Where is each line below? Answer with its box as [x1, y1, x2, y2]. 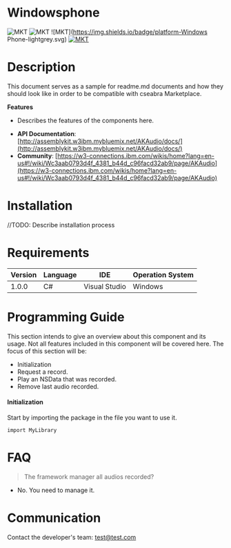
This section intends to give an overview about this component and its [7, 332, 206, 340]
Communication [7, 510, 101, 526]
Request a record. [17, 368, 68, 376]
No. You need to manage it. [17, 486, 95, 494]
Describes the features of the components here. [17, 116, 154, 124]
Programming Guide [7, 309, 125, 325]
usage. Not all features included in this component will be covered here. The [7, 339, 224, 348]
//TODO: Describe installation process [7, 220, 115, 229]
